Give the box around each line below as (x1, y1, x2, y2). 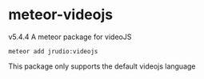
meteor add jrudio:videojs (8, 47, 98, 55)
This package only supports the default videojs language (8, 61, 196, 71)
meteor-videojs (8, 6, 114, 24)
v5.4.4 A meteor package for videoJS (8, 32, 132, 41)
